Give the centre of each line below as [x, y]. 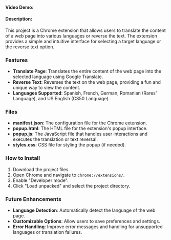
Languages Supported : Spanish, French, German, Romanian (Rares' [85, 93]
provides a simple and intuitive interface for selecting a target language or [83, 41]
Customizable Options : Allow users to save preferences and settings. [86, 221]
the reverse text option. [30, 47]
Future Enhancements [33, 199]
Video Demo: [19, 7]
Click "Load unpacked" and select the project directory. [71, 186]
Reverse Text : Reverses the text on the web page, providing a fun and [87, 82]
